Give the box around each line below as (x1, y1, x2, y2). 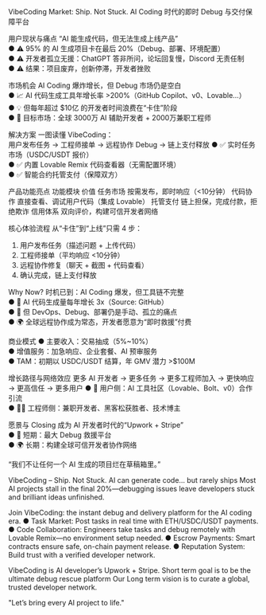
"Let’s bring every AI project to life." (8, 598, 125, 607)
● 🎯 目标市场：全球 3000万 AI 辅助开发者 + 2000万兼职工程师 (8, 113, 212, 122)
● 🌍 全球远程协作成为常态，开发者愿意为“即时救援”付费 (8, 317, 192, 327)
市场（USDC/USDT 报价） (8, 150, 94, 159)
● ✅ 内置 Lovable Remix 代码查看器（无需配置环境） (8, 160, 181, 169)
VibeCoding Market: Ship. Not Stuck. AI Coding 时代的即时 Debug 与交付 (8, 7, 246, 16)
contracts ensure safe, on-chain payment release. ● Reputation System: (8, 542, 245, 551)
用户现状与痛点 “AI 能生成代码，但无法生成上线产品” (8, 34, 179, 43)
